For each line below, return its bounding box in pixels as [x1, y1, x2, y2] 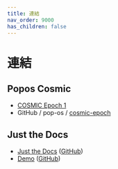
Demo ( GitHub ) [17, 154, 61, 163]
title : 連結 [7, 10, 40, 17]
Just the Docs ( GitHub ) [17, 147, 83, 156]
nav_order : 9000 [7, 17, 54, 24]
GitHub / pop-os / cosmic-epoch [17, 109, 111, 117]
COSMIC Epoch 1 [17, 101, 67, 109]
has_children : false [7, 23, 67, 30]
